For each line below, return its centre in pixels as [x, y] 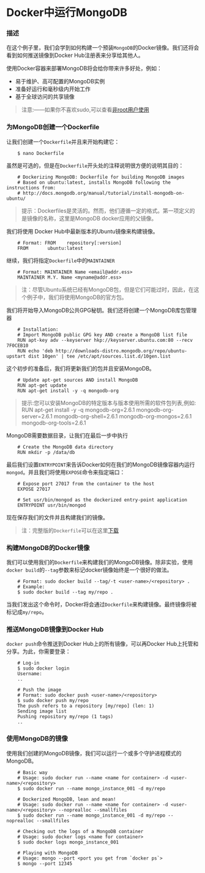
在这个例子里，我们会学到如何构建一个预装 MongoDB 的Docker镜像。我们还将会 [103, 48]
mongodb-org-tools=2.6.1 [54, 423]
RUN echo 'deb [35, 351]
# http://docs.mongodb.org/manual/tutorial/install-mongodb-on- [101, 193]
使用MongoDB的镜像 [37, 739]
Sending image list [42, 711]
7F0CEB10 [17, 346]
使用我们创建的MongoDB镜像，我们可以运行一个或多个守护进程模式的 [94, 753]
